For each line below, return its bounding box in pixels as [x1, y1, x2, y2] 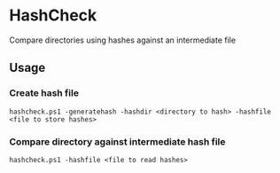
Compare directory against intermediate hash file [9, 135, 226, 147]
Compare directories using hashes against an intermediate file [9, 35, 237, 45]
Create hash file [9, 87, 80, 99]
